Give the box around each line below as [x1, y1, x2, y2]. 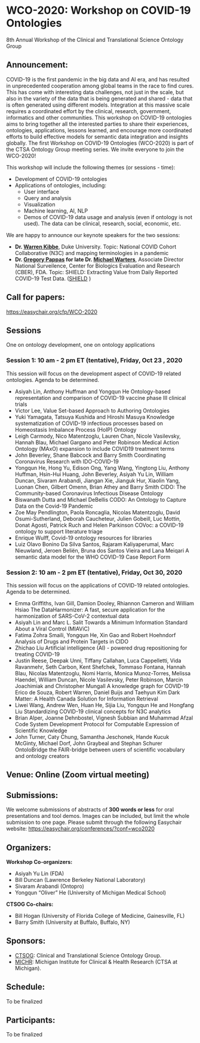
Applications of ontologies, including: [14, 181, 106, 189]
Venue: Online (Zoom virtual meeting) [6, 770, 150, 780]
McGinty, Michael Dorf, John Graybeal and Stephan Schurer [14, 739, 163, 747]
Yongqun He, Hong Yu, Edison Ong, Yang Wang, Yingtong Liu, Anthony [14, 464, 190, 471]
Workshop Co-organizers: [6, 858, 73, 865]
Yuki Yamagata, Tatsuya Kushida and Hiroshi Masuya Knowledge [14, 413, 175, 420]
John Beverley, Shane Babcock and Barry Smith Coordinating [14, 451, 166, 459]
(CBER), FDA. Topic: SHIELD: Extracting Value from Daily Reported [14, 268, 178, 275]
